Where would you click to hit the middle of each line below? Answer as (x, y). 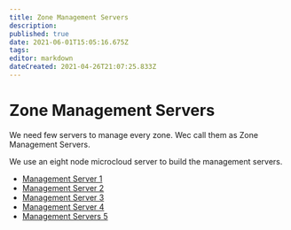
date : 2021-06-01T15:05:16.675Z (69, 42)
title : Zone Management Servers (69, 17)
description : (33, 26)
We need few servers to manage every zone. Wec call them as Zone (134, 134)
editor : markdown (41, 58)
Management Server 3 (63, 197)
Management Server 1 (62, 179)
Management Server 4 (63, 207)
